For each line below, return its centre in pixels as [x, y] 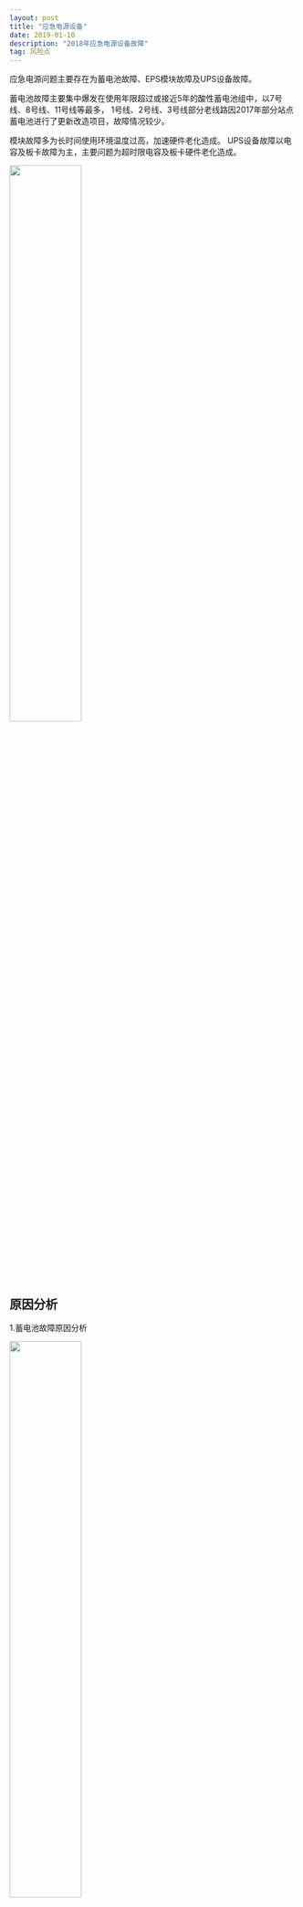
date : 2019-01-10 [42, 35]
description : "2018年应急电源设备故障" [79, 43]
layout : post [34, 18]
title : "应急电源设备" [48, 26]
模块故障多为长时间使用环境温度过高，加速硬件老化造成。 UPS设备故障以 [147, 141]
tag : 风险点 [30, 52]
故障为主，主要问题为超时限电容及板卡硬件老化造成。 [141, 152]
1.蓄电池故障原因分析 [48, 1327]
